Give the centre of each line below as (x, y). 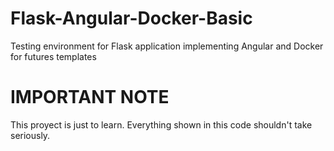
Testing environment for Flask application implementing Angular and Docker (167, 46)
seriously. (30, 135)
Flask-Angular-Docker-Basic (131, 18)
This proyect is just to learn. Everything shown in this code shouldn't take (161, 124)
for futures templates (53, 56)
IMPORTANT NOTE (90, 97)
